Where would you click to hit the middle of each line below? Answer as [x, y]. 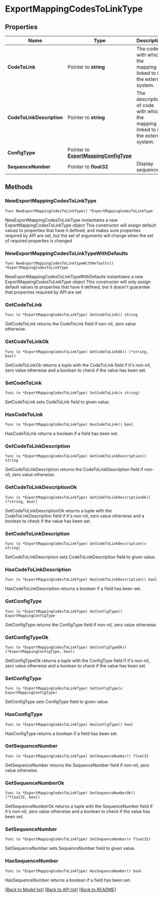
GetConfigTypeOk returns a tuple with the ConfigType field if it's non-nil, [78, 661]
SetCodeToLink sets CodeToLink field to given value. [57, 402]
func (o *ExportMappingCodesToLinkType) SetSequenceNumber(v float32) [78, 839]
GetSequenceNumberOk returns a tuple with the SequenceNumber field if [79, 807]
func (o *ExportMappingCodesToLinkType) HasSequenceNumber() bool [73, 871]
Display [145, 164]
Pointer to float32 [88, 167]
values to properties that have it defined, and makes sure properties [73, 230]
